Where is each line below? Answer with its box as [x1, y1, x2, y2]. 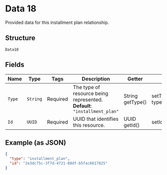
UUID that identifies [73, 115, 119, 122]
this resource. [73, 121, 105, 128]
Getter [127, 75, 143, 82]
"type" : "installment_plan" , [9, 156, 70, 162]
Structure [5, 34, 36, 42]
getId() [123, 121, 140, 128]
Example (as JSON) [5, 138, 66, 147]
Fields [5, 61, 25, 69]
